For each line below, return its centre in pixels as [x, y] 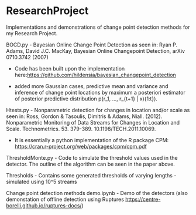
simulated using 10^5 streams [42, 182]
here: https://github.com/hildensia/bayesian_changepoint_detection [95, 75]
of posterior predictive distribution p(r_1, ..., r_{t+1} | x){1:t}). [86, 99]
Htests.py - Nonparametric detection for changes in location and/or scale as [98, 110]
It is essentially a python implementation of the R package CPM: [92, 140]
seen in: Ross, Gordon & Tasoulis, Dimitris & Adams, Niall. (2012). [84, 116]
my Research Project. [32, 33]
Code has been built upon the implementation [70, 68]
